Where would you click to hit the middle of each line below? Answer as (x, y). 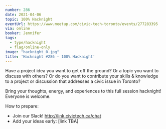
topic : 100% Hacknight (29, 19)
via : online (18, 29)
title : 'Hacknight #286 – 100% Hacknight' (50, 56)
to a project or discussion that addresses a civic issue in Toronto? (73, 81)
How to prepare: (22, 106)
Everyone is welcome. (28, 96)
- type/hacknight (28, 43)
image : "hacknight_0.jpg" (32, 52)
